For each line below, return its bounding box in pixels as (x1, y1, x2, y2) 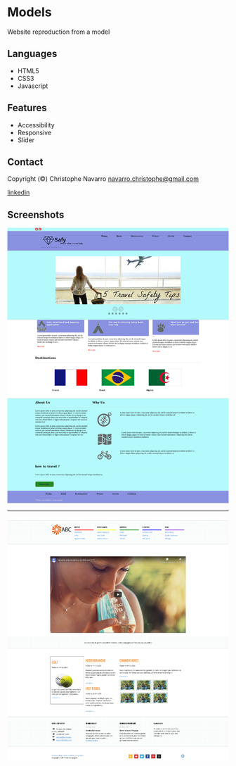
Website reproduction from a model (7, 27, 110, 36)
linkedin (7, 188, 30, 197)
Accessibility (17, 120, 55, 129)
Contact (7, 156, 44, 168)
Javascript (17, 82, 48, 90)
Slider (17, 135, 35, 144)
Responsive (17, 128, 51, 137)
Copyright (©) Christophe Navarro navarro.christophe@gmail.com (7, 175, 199, 183)
